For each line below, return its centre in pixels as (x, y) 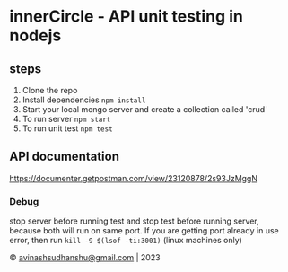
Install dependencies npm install (84, 100)
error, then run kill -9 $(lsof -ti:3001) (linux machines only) (126, 241)
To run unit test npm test (68, 128)
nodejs (35, 35)
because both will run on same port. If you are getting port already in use (144, 231)
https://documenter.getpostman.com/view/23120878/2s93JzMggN (134, 178)
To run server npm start (66, 119)
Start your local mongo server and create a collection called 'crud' (144, 109)
